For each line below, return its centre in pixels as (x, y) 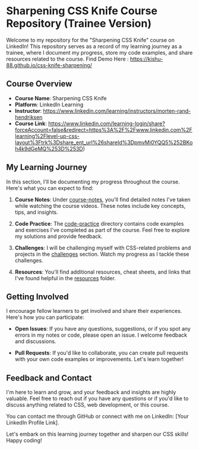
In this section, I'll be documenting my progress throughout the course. (93, 182)
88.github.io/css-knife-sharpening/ (49, 65)
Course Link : (31, 123)
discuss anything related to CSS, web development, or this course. (88, 405)
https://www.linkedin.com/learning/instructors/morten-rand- (117, 110)
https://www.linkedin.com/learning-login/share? (107, 123)
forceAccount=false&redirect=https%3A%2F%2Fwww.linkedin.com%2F (104, 129)
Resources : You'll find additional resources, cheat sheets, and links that (103, 272)
